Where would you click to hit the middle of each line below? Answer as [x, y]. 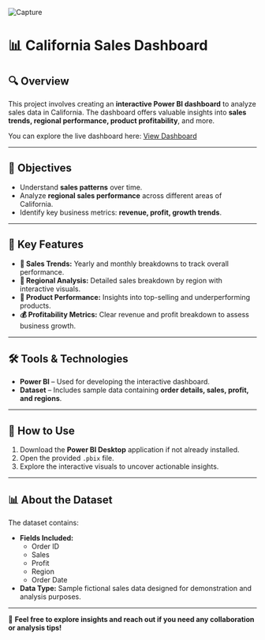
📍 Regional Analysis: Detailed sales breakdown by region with [121, 280]
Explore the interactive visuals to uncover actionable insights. [119, 466]
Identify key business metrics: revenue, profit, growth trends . [121, 212]
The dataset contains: [43, 523]
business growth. [48, 326]
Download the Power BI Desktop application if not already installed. [129, 450]
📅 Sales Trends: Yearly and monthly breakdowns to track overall [124, 264]
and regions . [41, 399]
